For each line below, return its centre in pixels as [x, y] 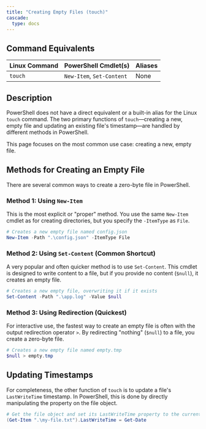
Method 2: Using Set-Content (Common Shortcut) [81, 253]
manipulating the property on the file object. [62, 403]
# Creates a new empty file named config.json [67, 232]
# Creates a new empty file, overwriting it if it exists [82, 291]
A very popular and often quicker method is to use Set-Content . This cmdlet [102, 267]
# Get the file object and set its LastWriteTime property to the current [104, 414]
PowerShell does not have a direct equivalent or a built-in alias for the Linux [102, 112]
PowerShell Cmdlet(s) [97, 66]
